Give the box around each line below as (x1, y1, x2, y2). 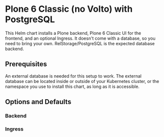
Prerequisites (5, 60, 47, 68)
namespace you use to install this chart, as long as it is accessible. (5, 83, 140, 89)
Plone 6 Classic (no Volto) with (5, 3, 133, 15)
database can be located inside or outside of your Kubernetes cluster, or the (5, 78, 160, 84)
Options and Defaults (5, 98, 72, 106)
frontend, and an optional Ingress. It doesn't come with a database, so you (5, 35, 156, 41)
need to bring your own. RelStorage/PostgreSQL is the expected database (5, 40, 155, 46)
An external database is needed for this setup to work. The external (5, 73, 141, 79)
